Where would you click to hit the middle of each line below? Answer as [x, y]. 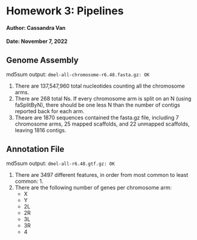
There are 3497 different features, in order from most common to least [101, 175]
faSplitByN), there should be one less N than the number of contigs [97, 105]
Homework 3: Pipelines [65, 11]
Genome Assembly [42, 60]
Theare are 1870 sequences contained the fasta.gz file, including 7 [97, 118]
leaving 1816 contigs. [41, 130]
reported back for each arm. [50, 111]
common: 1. [29, 181]
